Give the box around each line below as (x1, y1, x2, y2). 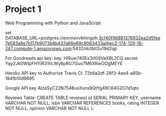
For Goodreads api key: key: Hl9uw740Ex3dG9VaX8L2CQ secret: (5, 55, 139, 61)
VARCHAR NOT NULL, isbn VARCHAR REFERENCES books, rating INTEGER (5, 100, 159, 106)
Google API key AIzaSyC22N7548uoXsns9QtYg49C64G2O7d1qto (5, 85, 139, 91)
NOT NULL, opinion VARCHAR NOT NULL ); (5, 105, 94, 111)
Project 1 (5, 3, 41, 15)
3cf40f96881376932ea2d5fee (98, 35, 161, 41)
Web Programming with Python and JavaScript (5, 20, 101, 26)
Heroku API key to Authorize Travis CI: (5, 70, 83, 76)
